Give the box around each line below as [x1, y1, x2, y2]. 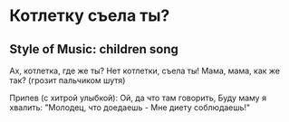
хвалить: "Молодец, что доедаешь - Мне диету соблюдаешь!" [9, 102, 251, 113]
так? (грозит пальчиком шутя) [9, 75, 126, 86]
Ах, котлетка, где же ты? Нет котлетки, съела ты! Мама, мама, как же [9, 65, 281, 76]
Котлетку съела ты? [9, 5, 170, 26]
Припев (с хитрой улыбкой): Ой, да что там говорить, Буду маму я [9, 92, 267, 103]
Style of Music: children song [9, 42, 179, 57]
